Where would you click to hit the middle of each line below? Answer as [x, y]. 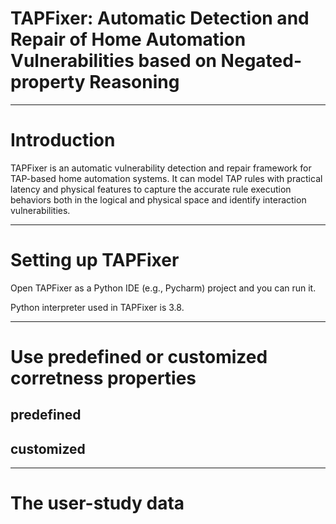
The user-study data [97, 503]
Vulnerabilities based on [113, 61]
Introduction [63, 140]
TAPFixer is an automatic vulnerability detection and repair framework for [161, 168]
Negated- [261, 61]
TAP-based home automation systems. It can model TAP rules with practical [166, 178]
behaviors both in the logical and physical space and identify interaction [158, 199]
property [48, 82]
